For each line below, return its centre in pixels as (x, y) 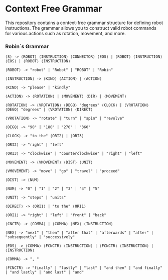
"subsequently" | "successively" (40, 237)
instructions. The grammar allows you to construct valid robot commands (81, 28)
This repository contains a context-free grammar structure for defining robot (84, 23)
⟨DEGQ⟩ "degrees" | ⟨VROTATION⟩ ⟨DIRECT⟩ (49, 110)
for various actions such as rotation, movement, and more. (66, 33)
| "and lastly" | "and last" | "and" (45, 272)
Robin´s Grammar (27, 46)
